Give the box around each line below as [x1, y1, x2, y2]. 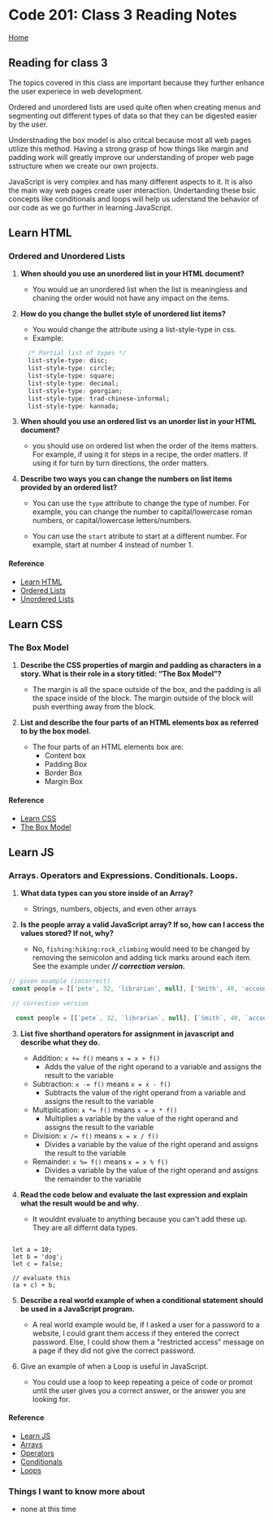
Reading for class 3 [8, 56, 108, 70]
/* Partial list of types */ [28, 349, 127, 357]
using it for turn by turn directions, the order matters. [32, 458, 210, 468]
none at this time [19, 1505, 77, 1514]
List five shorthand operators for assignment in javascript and [19, 1028, 234, 1038]
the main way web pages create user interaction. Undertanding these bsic [8, 185, 257, 195]
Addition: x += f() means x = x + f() [32, 1053, 161, 1063]
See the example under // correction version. [32, 961, 185, 972]
